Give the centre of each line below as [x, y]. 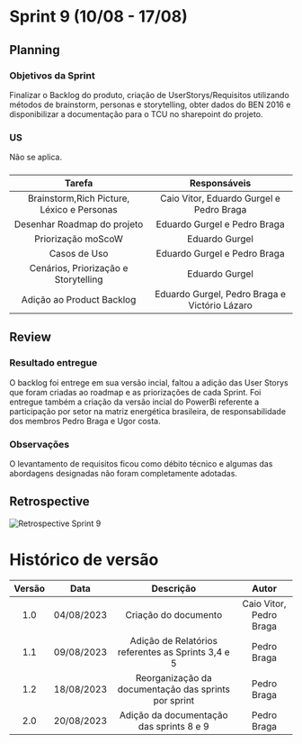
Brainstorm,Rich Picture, [79, 198]
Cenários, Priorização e [79, 268]
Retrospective [49, 502]
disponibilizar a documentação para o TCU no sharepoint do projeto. [136, 113]
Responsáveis [220, 184]
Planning [35, 50]
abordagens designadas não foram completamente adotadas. [124, 474]
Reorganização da [174, 677]
